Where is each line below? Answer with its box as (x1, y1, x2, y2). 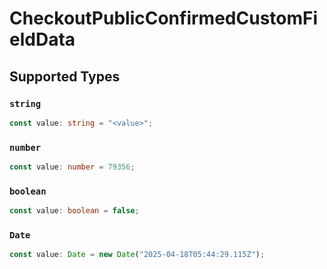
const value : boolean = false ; (9, 206, 140, 216)
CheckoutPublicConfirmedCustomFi (9, 7, 319, 30)
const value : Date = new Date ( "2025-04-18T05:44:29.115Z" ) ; (9, 250, 266, 260)
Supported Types (9, 68, 121, 85)
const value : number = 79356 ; (9, 162, 136, 172)
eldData (9, 28, 76, 51)
